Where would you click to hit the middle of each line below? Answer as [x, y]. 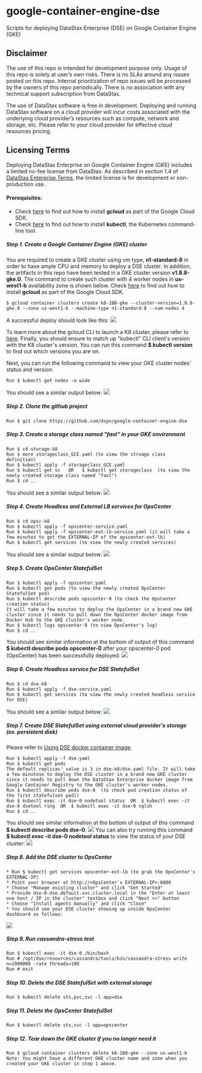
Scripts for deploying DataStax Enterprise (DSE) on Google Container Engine [101, 28]
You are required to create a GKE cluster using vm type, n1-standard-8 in [97, 260]
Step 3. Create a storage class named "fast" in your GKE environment [96, 435]
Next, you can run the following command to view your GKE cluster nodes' [99, 363]
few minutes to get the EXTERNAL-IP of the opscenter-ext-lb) [86, 537]
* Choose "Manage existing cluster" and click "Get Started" [85, 888]
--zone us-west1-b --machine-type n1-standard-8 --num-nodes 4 [103, 308]
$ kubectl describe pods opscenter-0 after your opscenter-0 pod [88, 648]
